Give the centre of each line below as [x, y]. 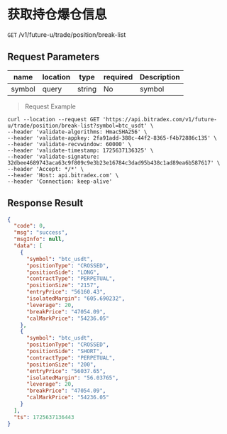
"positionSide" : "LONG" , [63, 272]
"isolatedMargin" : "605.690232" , [76, 299]
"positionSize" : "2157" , [63, 285]
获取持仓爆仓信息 [57, 15]
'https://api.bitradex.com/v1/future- [160, 119]
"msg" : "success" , [41, 233]
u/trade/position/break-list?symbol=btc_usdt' [77, 126]
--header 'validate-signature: [54, 157]
